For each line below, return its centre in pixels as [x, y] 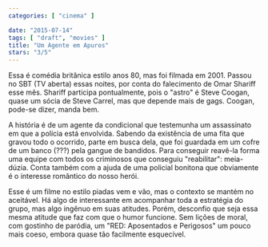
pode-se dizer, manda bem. [54, 110]
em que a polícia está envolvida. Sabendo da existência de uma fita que [126, 134]
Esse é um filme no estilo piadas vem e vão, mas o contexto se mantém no [131, 192]
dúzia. [18, 168]
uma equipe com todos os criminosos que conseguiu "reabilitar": [115, 159]
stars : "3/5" [30, 53]
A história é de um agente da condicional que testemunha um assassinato [130, 125]
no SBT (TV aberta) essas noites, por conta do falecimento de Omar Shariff [132, 84]
